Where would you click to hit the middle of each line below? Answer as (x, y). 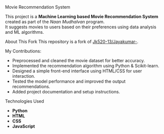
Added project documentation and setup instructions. (66, 92)
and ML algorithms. (24, 32)
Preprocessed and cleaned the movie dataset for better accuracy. (79, 60)
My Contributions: (23, 51)
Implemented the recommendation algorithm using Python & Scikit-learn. (86, 66)
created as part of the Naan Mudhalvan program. (55, 22)
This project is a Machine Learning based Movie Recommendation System (82, 16)
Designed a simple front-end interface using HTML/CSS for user (77, 71)
